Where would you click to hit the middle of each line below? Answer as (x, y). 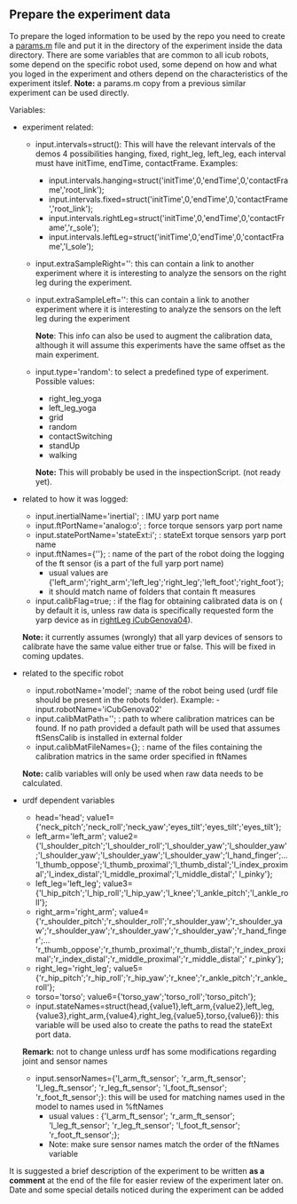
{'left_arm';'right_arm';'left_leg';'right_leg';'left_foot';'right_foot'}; (166, 582)
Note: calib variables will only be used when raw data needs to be (143, 773)
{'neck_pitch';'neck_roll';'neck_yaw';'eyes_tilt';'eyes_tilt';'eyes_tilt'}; (158, 827)
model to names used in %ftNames (99, 1106)
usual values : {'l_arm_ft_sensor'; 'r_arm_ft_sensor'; (141, 1116)
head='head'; (60, 817)
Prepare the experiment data (90, 15)
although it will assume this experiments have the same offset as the (160, 345)
